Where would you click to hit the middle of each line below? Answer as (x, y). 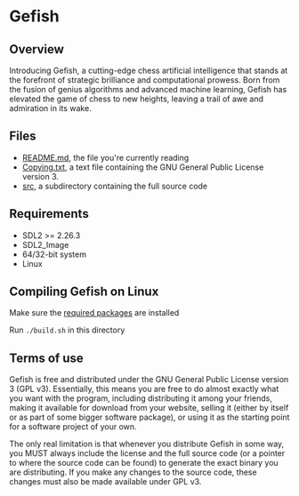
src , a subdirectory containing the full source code (115, 186)
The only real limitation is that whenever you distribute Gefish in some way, (147, 444)
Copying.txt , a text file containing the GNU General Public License (143, 167)
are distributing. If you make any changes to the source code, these (133, 472)
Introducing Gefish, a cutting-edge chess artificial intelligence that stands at (149, 70)
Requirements (49, 214)
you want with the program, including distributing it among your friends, (141, 398)
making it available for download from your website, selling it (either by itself (149, 408)
